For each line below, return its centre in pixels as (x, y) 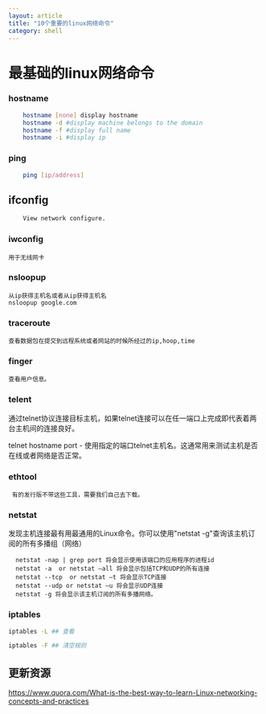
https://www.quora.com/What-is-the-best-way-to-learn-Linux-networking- (133, 693)
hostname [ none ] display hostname (80, 115)
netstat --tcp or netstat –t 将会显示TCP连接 (91, 577)
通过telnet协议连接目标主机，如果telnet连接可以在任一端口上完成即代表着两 (133, 418)
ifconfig (29, 200)
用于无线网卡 (27, 257)
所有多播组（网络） (54, 544)
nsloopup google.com (43, 302)
